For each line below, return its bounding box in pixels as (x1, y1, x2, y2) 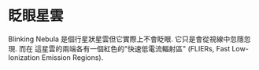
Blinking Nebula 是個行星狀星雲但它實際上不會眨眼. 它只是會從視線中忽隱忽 (8, 34, 251, 44)
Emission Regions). (41, 52, 104, 62)
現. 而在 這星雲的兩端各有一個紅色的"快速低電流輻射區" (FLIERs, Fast (8, 44, 231, 53)
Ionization (8, 52, 41, 62)
